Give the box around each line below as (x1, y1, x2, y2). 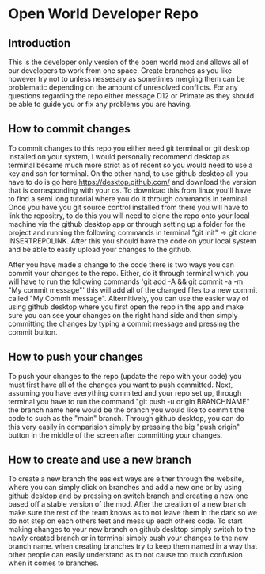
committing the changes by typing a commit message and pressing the (8, 319, 240, 328)
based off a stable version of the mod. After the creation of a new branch (8, 499, 247, 509)
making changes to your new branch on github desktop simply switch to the (8, 525, 256, 534)
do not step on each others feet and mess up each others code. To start (8, 516, 243, 526)
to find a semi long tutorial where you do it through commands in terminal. (8, 193, 249, 203)
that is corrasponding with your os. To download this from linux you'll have (8, 186, 252, 195)
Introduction (8, 36, 71, 50)
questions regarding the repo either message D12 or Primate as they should (8, 91, 255, 100)
